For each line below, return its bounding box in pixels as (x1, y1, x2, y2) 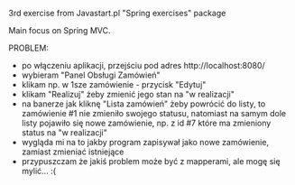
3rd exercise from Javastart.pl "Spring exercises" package (8, 8, 226, 18)
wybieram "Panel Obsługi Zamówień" (21, 69, 161, 80)
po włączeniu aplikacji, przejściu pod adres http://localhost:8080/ (21, 60, 265, 70)
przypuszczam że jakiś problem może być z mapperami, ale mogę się (21, 156, 281, 166)
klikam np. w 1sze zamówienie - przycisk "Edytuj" (21, 79, 207, 89)
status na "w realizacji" (21, 127, 107, 138)
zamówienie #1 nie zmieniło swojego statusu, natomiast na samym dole (21, 108, 286, 118)
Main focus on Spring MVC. (8, 25, 111, 35)
